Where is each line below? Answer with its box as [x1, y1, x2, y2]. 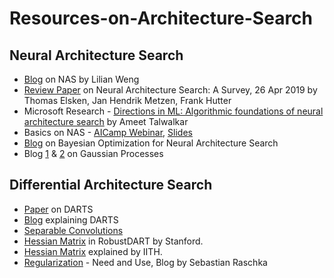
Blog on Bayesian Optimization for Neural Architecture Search [23, 137, 279, 149]
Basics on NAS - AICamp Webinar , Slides [23, 127, 193, 138]
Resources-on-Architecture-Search [9, 7, 314, 30]
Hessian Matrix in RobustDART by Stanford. [23, 235, 204, 247]
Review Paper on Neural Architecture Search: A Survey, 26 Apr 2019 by [23, 84, 318, 96]
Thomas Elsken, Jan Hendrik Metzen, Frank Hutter [23, 95, 232, 106]
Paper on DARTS [23, 203, 94, 215]
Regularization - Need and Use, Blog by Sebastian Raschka [23, 256, 268, 268]
